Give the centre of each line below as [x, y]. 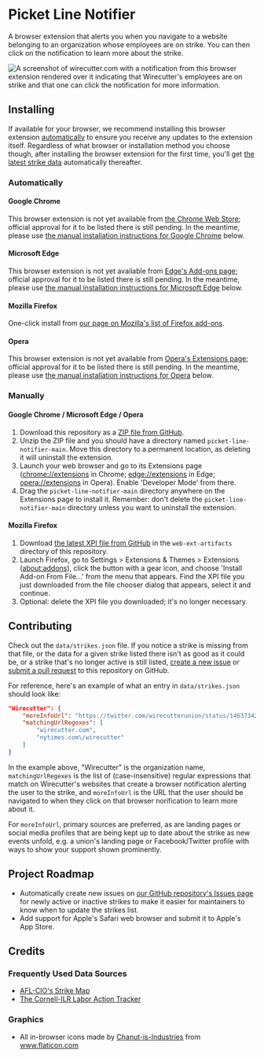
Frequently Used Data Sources [68, 974]
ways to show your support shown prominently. [85, 849]
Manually [26, 396]
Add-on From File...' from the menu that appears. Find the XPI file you [132, 576]
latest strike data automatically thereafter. [75, 162]
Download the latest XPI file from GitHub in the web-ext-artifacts [126, 543]
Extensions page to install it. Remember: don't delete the [111, 499]
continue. [35, 593]
